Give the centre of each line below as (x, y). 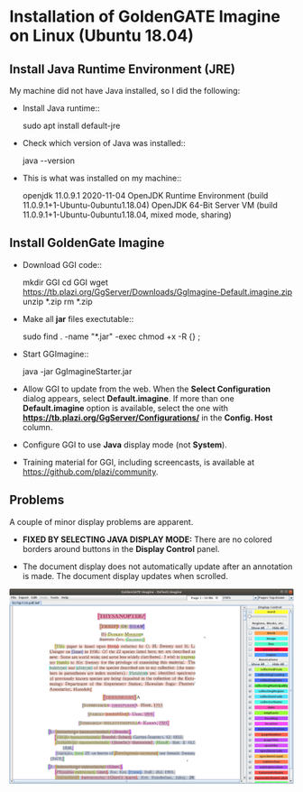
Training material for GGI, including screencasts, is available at (138, 462)
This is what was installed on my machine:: (102, 178)
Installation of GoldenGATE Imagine (145, 17)
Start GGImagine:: (55, 354)
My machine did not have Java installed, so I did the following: (125, 91)
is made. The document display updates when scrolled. (125, 576)
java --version (48, 161)
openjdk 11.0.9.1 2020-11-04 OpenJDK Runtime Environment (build (145, 195)
